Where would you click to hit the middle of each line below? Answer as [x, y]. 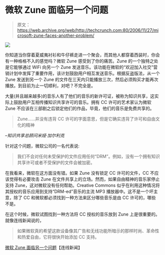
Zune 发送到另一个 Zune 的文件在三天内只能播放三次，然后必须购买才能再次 [82, 79]
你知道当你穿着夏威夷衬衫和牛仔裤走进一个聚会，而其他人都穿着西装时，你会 [82, 55]
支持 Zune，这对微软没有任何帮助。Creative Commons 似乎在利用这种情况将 [82, 185]
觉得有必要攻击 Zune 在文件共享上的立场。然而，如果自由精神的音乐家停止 [84, 179]
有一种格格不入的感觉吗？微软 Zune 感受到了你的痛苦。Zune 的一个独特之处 [82, 61]
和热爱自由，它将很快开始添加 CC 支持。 [58, 237]
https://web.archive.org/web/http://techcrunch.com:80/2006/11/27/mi [88, 30]
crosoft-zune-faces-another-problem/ [56, 35]
